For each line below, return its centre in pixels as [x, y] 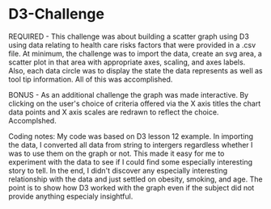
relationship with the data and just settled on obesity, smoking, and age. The [135, 179]
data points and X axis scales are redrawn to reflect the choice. [114, 112]
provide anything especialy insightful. [71, 196]
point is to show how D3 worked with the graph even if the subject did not [131, 187]
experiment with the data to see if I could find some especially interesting [131, 161]
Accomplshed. [32, 120]
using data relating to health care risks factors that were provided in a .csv [132, 44]
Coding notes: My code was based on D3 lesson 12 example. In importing [131, 136]
